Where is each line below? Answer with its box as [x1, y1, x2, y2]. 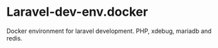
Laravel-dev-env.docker [6, 4, 149, 20]
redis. [6, 34, 23, 42]
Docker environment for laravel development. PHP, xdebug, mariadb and [6, 27, 212, 35]
